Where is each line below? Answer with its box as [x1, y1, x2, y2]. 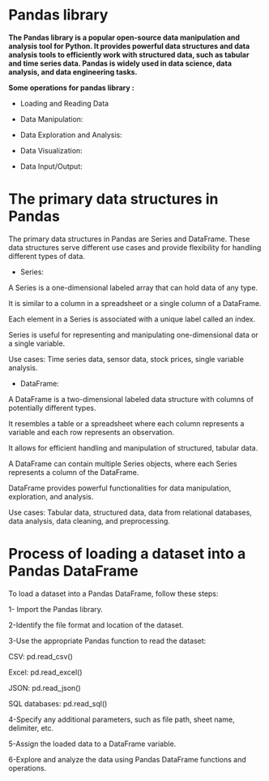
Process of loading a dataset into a [8, 545, 246, 563]
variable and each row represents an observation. [8, 427, 174, 437]
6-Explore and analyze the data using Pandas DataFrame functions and [8, 754, 247, 764]
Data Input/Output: [19, 161, 83, 171]
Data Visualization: [19, 145, 83, 155]
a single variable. [8, 339, 66, 348]
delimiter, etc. [8, 723, 54, 732]
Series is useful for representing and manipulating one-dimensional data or [8, 330, 259, 339]
